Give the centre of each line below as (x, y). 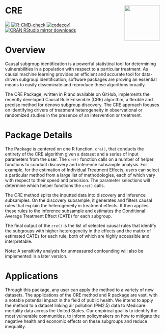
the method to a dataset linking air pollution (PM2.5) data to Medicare (75, 305)
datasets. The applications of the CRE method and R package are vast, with (82, 295)
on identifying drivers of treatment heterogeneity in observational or (74, 110)
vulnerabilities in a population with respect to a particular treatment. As (77, 69)
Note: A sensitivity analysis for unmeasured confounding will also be (74, 251)
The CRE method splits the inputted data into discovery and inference (75, 195)
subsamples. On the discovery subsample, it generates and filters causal (79, 200)
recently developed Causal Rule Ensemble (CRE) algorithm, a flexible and (79, 99)
